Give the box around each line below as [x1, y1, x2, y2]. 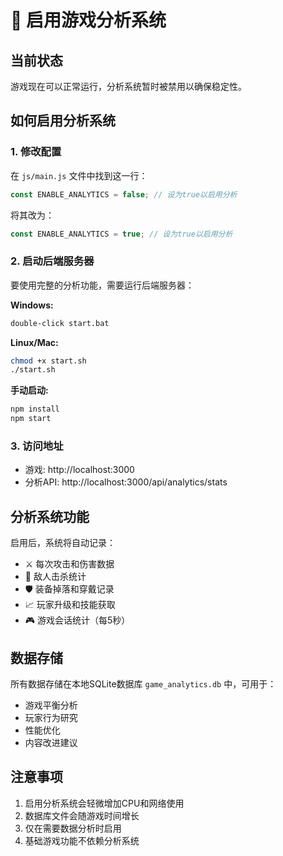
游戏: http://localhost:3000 [24, 464, 135, 476]
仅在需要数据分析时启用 [24, 822, 122, 834]
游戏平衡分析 [24, 699, 78, 711]
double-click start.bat [10, 318, 110, 328]
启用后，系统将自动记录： [10, 537, 116, 549]
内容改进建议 [24, 737, 78, 749]
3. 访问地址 [10, 439, 64, 453]
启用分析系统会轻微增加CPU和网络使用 [24, 797, 185, 809]
